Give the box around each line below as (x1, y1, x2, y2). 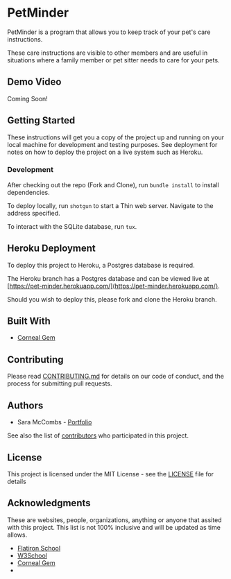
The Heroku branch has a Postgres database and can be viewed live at (7, 274, 209, 282)
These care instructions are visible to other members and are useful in (7, 49, 208, 57)
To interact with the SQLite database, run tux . (7, 222, 137, 230)
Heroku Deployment (7, 243, 96, 254)
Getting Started (7, 114, 76, 126)
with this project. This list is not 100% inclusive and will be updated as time (7, 523, 221, 531)
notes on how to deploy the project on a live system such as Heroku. (7, 148, 203, 156)
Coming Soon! (7, 94, 49, 103)
